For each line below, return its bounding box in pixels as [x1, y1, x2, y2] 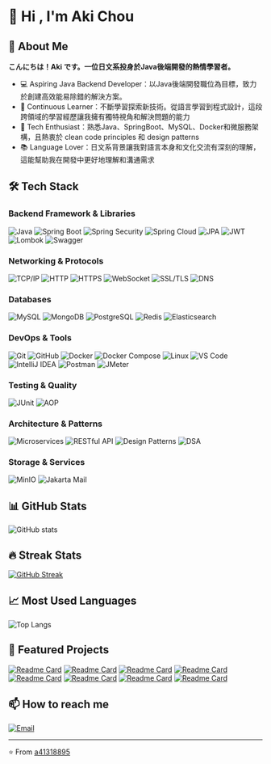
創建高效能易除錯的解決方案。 [27, 92, 127, 101]
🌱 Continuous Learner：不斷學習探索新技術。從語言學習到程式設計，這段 [19, 102, 263, 112]
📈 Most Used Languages [8, 594, 137, 608]
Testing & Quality [8, 379, 77, 390]
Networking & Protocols [8, 255, 104, 266]
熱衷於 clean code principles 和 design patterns [41, 133, 200, 141]
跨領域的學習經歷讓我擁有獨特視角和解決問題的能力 [19, 112, 190, 121]
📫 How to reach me [8, 698, 110, 711]
